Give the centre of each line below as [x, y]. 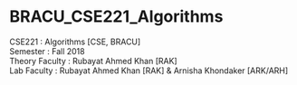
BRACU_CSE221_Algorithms [116, 17]
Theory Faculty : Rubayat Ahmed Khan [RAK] [94, 61]
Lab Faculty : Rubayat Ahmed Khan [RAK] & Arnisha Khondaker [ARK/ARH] [149, 71]
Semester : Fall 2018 [47, 51]
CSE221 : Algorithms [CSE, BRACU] [75, 42]
